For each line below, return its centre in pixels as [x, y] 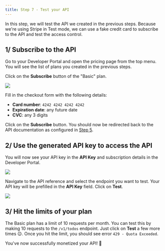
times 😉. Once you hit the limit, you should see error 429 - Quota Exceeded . [82, 234]
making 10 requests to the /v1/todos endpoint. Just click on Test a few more [82, 229]
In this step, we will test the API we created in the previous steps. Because [81, 24]
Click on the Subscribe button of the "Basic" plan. [56, 76]
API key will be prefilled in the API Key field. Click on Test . [64, 187]
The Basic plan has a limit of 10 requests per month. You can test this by [78, 223]
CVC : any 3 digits [30, 115]
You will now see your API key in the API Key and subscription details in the [82, 157]
